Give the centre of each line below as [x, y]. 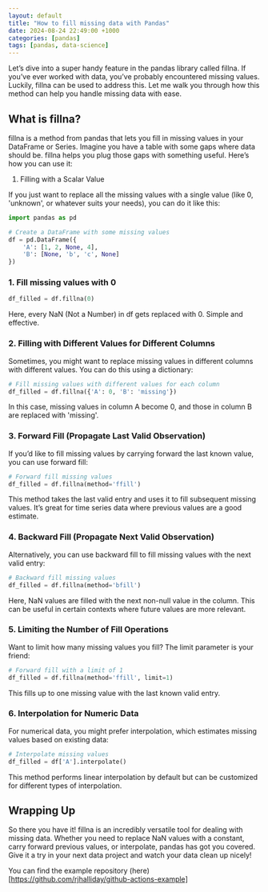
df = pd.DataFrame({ [43, 240]
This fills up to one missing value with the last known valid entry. [114, 693]
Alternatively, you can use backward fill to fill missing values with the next [130, 554]
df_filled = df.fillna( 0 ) [51, 299]
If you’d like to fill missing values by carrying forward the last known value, [131, 454]
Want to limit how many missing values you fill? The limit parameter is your [131, 647]
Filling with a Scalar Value [62, 179]
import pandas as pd [43, 218]
